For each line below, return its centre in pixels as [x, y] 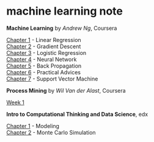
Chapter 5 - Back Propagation [44, 66]
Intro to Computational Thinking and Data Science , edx [77, 114]
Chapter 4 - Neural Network [42, 59]
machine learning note [65, 11]
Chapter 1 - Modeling [33, 126]
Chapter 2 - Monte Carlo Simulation [51, 132]
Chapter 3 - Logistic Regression [46, 52]
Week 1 [15, 102]
